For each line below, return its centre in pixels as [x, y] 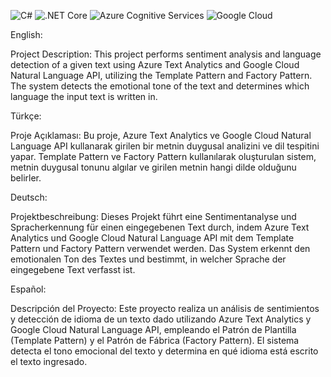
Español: [28, 289]
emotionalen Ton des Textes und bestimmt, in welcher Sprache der [148, 259]
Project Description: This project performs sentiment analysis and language [166, 54]
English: [26, 34]
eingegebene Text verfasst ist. [73, 269]
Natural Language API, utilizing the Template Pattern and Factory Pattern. [161, 75]
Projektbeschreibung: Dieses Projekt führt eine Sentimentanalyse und [153, 216]
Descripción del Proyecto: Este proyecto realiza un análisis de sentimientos [165, 308]
